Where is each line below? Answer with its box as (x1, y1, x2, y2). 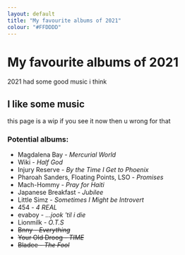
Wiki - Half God (17, 158, 64, 166)
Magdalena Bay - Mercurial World (17, 150, 117, 159)
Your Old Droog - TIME (17, 233, 85, 242)
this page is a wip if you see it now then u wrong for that (7, 117, 171, 125)
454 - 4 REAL (17, 203, 58, 212)
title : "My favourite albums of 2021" (7, 17, 121, 24)
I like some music (7, 98, 85, 110)
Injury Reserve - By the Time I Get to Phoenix (17, 166, 149, 174)
